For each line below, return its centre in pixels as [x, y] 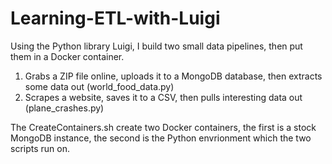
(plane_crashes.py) [64, 108]
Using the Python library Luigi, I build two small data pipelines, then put [156, 46]
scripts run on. [40, 148]
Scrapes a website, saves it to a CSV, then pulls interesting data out [163, 97]
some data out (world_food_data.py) [99, 86]
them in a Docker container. [67, 56]
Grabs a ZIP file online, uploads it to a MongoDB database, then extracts [173, 76]
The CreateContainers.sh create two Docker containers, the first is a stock [163, 127]
